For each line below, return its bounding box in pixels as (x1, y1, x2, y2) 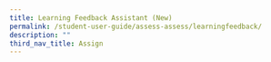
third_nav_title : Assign (9, 38, 104, 48)
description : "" (9, 30, 71, 39)
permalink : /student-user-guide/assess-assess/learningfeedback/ (9, 22, 262, 31)
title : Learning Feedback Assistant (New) (9, 13, 173, 23)
